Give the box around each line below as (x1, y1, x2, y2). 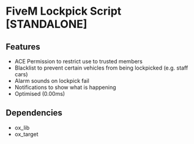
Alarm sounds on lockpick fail (14, 77, 89, 84)
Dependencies (6, 108, 62, 118)
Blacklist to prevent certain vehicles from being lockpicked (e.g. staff (14, 64, 188, 71)
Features (6, 41, 40, 52)
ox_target (14, 130, 39, 138)
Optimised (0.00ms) (14, 90, 65, 97)
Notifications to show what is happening (14, 84, 117, 91)
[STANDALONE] (6, 17, 88, 31)
